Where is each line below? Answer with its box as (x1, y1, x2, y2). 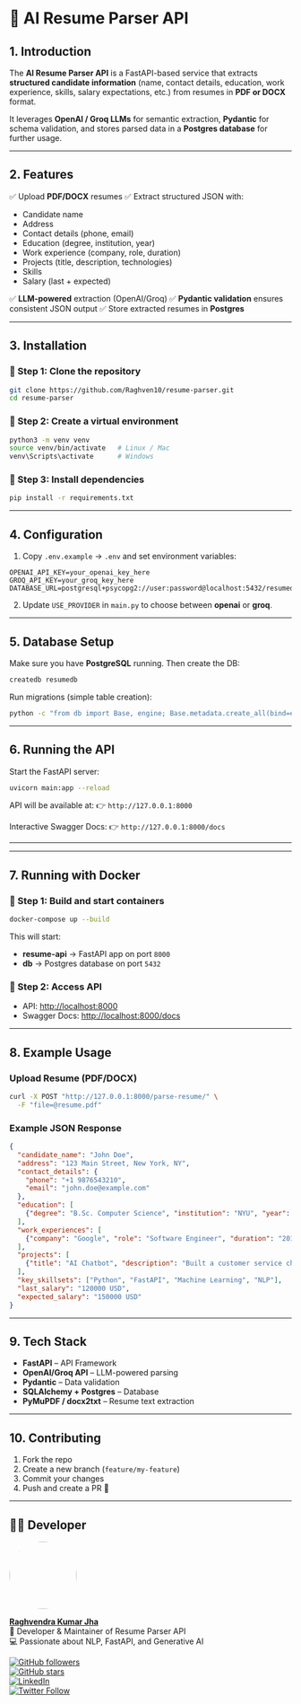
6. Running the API (9, 742, 115, 758)
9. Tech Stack (9, 1333, 87, 1349)
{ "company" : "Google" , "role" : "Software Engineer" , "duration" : (25, 1234, 275, 1243)
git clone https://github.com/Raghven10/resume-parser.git (9, 385, 235, 394)
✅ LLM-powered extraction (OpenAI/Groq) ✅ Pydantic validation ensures (9, 293, 284, 303)
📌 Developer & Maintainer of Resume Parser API (9, 1625, 186, 1637)
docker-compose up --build (9, 915, 110, 924)
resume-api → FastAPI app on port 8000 (21, 948, 170, 959)
